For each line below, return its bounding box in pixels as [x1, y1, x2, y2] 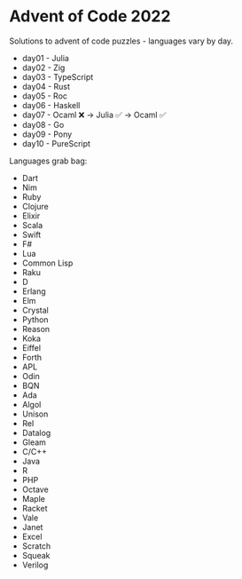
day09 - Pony [21, 129, 73, 139]
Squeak [21, 550, 51, 560]
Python [21, 313, 49, 325]
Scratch [21, 540, 51, 551]
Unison [21, 408, 49, 419]
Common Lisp [21, 258, 74, 268]
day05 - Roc [21, 91, 68, 101]
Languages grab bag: [9, 155, 88, 166]
